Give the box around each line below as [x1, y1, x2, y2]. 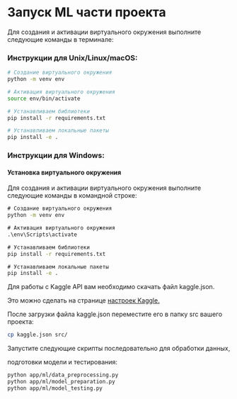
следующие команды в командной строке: [7, 191, 137, 200]
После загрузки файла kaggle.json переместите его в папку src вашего [7, 310, 223, 319]
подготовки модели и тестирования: [7, 358, 118, 366]
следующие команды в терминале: [7, 35, 114, 43]
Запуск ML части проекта [7, 4, 166, 21]
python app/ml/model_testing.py [7, 384, 103, 392]
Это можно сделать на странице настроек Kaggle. [7, 296, 161, 305]
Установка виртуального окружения [7, 168, 122, 176]
